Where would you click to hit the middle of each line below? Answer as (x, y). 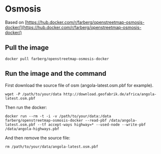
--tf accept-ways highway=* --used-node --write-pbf (92, 125)
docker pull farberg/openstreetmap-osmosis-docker (57, 59)
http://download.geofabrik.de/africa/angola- (110, 94)
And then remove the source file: (38, 138)
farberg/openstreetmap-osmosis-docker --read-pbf (56, 120)
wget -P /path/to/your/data (33, 94)
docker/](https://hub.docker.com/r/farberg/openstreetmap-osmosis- (73, 27)
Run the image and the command (56, 74)
